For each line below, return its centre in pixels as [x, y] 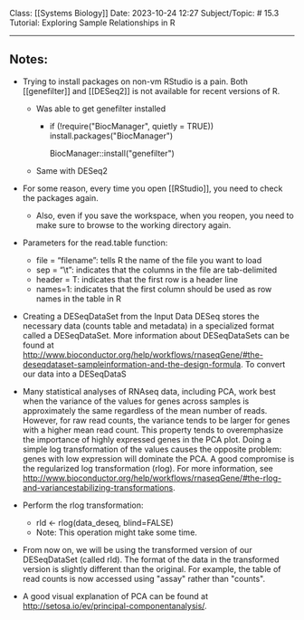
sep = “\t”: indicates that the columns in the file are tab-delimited [157, 270]
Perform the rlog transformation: [83, 505]
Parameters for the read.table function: [95, 243]
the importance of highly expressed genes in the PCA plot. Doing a [147, 439]
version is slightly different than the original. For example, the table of [152, 568]
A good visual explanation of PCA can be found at [115, 596]
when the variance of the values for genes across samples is [136, 401]
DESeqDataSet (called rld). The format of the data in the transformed [151, 559]
